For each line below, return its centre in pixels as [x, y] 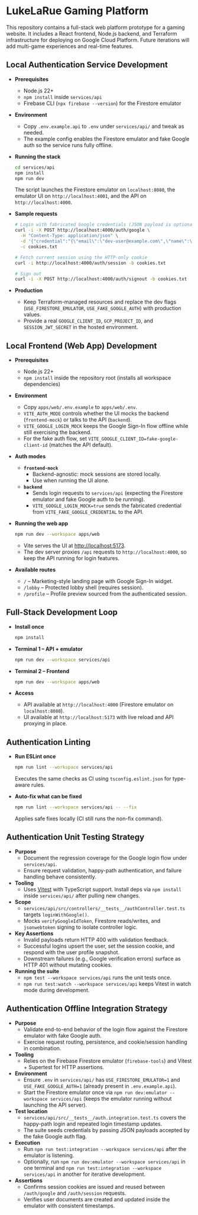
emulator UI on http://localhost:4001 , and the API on [80, 196]
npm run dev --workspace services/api [62, 660]
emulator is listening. [49, 1155]
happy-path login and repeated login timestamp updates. [93, 1124]
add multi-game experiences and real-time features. [70, 46]
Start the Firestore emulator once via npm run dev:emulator [95, 1092]
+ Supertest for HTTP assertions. [64, 1067]
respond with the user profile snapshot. [72, 952]
